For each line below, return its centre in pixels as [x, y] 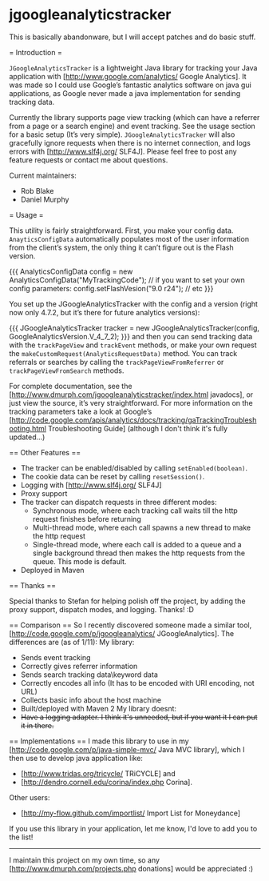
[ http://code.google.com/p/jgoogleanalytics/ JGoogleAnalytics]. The [122, 633]
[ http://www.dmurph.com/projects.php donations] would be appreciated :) [131, 868]
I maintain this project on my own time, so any [85, 860]
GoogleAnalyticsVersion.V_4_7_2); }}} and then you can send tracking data [131, 336]
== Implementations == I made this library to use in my [99, 741]
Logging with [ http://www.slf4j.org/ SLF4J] [91, 485]
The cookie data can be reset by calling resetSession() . [113, 476]
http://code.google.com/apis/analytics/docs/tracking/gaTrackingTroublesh [134, 420]
